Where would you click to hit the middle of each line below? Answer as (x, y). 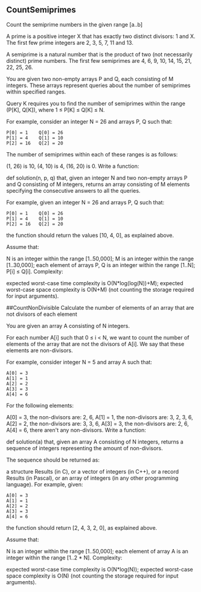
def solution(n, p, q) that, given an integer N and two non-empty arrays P (97, 178)
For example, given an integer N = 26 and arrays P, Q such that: (85, 202)
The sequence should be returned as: (53, 460)
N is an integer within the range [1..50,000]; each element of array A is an (97, 551)
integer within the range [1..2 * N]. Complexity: (64, 558)
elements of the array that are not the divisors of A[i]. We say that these (95, 344)
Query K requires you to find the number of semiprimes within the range (96, 103)
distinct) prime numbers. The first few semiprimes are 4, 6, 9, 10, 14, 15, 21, (99, 60)
